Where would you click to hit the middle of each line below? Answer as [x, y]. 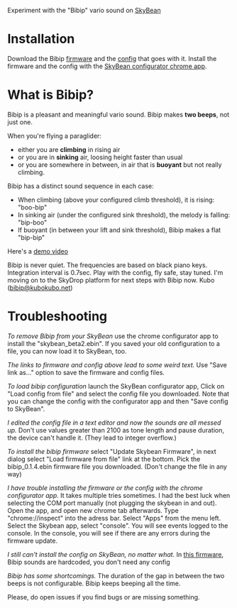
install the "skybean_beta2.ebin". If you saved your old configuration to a [114, 343]
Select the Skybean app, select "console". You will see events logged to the [118, 526]
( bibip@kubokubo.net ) [40, 288]
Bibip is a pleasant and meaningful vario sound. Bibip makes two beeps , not [118, 114]
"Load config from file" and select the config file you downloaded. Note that [118, 393]
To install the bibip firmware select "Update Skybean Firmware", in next [112, 451]
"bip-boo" [32, 222]
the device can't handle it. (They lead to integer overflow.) [92, 438]
